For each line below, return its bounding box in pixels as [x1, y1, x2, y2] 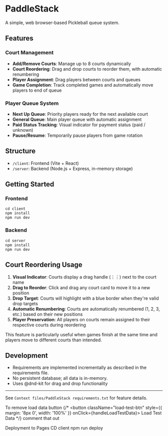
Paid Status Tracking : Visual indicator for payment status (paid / [12, 121, 146, 128]
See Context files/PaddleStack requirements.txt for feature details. [5, 395, 147, 401]
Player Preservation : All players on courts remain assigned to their [12, 316, 150, 322]
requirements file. [12, 370, 49, 376]
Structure [5, 147, 36, 155]
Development [5, 351, 48, 360]
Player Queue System [5, 100, 59, 107]
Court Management [5, 49, 54, 56]
